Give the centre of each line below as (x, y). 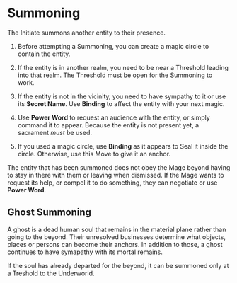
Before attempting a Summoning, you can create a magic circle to (113, 46)
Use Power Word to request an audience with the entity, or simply (114, 117)
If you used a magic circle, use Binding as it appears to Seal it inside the (123, 146)
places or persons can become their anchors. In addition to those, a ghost (115, 244)
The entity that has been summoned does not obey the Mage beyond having (119, 167)
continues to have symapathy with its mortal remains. (85, 252)
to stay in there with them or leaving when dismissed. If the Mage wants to (116, 175)
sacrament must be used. (54, 132)
